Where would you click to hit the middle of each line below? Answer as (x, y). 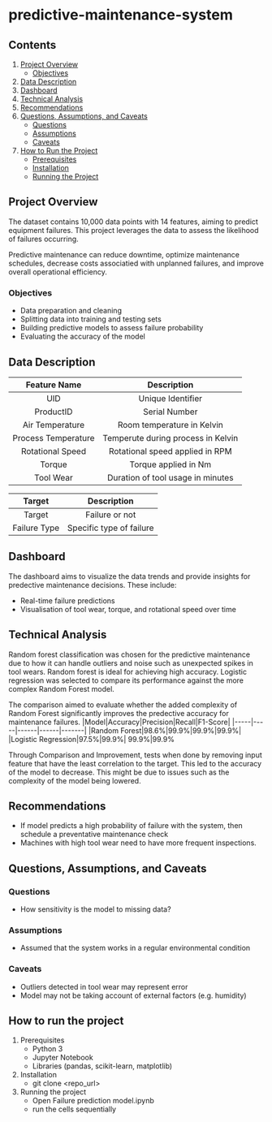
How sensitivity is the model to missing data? (96, 909)
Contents (32, 45)
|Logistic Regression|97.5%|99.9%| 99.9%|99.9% (91, 739)
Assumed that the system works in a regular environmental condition (135, 948)
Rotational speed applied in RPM (171, 451)
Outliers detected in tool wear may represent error (104, 986)
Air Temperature (54, 425)
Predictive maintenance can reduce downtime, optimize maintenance (124, 254)
